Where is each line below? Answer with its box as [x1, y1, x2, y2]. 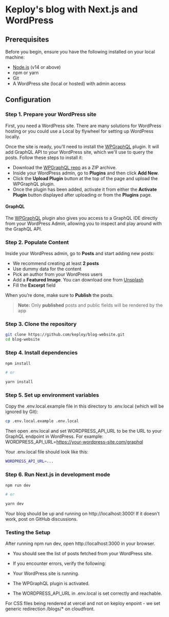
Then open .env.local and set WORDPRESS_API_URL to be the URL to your [5, 428, 162, 434]
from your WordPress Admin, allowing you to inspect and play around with [5, 220, 162, 226]
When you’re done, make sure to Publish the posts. [5, 292, 114, 298]
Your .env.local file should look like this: [5, 449, 89, 455]
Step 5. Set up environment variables [5, 392, 99, 399]
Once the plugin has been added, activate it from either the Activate [12, 186, 157, 192]
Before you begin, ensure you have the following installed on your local [5, 49, 155, 55]
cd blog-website [5, 337, 40, 342]
